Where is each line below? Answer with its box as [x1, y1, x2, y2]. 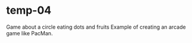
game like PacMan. [6, 29, 53, 36]
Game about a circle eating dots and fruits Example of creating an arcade [6, 23, 186, 30]
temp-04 [6, 4, 52, 17]
